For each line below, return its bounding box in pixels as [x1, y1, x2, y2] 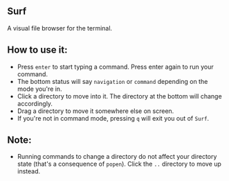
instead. [17, 167, 41, 175]
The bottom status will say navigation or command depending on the [17, 77, 208, 85]
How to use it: [7, 44, 68, 56]
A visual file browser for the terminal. [7, 24, 113, 32]
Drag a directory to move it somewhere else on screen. [17, 107, 174, 115]
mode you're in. [17, 85, 62, 93]
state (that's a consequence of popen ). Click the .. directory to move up [17, 160, 221, 169]
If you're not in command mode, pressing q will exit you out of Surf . [17, 114, 210, 122]
